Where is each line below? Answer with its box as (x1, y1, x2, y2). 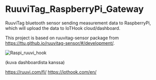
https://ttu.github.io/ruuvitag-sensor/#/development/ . (5, 40, 115, 46)
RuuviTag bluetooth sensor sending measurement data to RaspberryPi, (5, 20, 151, 26)
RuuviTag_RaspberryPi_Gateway (5, 3, 144, 15)
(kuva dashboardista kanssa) (5, 59, 65, 65)
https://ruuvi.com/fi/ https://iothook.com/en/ (5, 69, 96, 75)
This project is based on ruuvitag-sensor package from (5, 35, 119, 41)
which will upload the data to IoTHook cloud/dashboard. (5, 25, 120, 31)
